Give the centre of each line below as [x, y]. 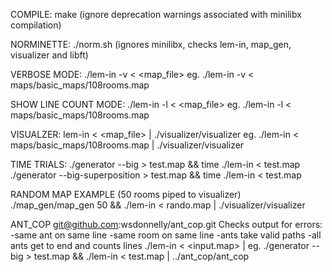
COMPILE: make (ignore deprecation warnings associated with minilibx [156, 14]
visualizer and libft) [49, 55]
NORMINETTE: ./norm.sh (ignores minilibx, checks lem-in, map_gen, [151, 44]
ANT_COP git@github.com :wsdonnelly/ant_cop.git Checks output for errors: [166, 224]
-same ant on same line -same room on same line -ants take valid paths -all [166, 235]
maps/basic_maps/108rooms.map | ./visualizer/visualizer [127, 145]
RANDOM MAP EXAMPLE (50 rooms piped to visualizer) [126, 194]
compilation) [36, 25]
